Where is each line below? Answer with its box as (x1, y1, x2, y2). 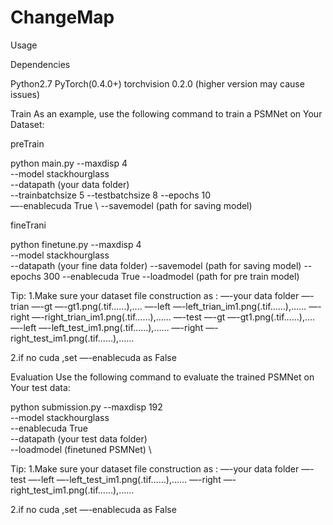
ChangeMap (10, 6, 115, 29)
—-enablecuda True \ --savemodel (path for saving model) (10, 199, 253, 211)
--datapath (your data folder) (10, 178, 130, 190)
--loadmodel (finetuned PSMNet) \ (10, 443, 152, 455)
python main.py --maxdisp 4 (10, 157, 128, 169)
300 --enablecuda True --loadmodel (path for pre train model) (43, 270, 300, 282)
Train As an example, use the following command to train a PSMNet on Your (10, 107, 323, 120)
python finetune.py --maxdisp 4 (10, 238, 142, 250)
